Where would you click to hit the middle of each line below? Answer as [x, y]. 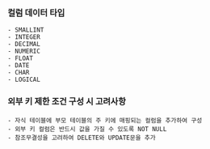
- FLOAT [21, 58]
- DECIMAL [24, 45]
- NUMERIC [24, 51]
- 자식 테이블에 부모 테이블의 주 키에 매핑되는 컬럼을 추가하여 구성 [105, 120]
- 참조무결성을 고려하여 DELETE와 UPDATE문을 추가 [82, 138]
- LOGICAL [24, 80]
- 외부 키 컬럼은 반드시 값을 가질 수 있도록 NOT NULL [87, 129]
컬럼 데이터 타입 [36, 12]
